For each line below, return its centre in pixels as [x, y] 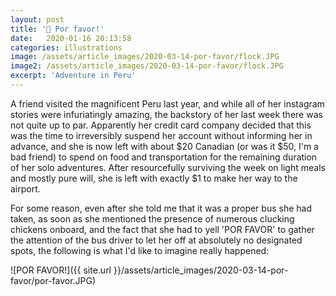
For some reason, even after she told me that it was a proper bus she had [161, 208]
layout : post [37, 19]
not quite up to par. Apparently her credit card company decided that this [161, 125]
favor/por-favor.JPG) [53, 280]
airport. [25, 188]
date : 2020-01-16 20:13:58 [71, 38]
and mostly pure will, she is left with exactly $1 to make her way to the [154, 178]
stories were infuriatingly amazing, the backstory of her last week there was [166, 114]
